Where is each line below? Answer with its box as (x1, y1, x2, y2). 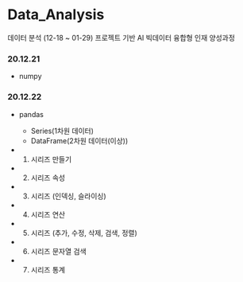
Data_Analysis (7, 6, 105, 24)
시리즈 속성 (30, 173, 65, 182)
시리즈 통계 (30, 264, 65, 274)
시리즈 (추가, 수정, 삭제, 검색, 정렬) (30, 228, 138, 237)
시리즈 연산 (30, 210, 65, 219)
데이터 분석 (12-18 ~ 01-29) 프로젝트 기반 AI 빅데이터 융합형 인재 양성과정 (7, 33, 236, 42)
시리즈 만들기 (30, 154, 72, 164)
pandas (18, 109, 44, 119)
